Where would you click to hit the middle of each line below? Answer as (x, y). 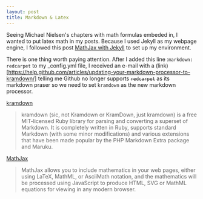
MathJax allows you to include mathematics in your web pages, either (108, 170)
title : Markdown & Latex (38, 17)
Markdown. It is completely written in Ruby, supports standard (99, 127)
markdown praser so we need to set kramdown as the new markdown (91, 84)
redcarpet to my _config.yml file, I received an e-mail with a (80, 65)
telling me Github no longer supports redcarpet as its (104, 78)
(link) (162, 65)
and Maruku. (37, 147)
